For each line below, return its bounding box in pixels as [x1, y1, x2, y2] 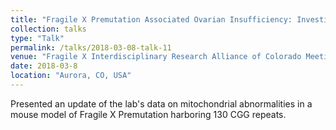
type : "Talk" [10, 33, 65, 43]
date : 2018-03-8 [10, 61, 78, 71]
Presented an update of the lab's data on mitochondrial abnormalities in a [10, 97, 313, 110]
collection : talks [10, 24, 87, 34]
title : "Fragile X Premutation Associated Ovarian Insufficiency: [10, 14, 293, 25]
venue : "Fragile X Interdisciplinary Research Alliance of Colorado [10, 52, 302, 62]
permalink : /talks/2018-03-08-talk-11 [10, 42, 172, 53]
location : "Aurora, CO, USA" [10, 71, 132, 81]
